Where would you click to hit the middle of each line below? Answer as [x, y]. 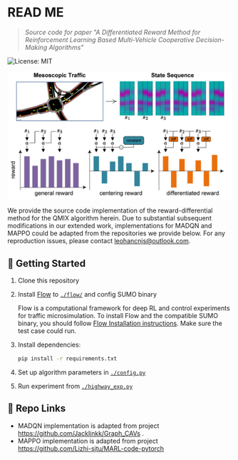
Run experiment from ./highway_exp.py [75, 387]
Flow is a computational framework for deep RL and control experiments [124, 308]
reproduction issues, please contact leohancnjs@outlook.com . [99, 241]
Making [36, 47]
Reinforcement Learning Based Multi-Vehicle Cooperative [109, 39]
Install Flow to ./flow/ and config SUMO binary [87, 295]
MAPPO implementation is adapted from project [88, 441]
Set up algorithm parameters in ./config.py [82, 372]
